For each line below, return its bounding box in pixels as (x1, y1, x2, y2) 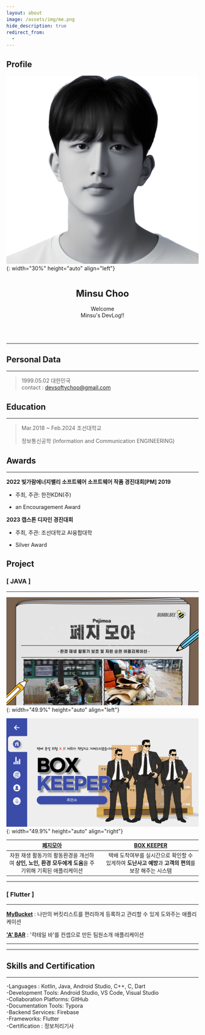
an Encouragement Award (15, 503, 81, 511)
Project (6, 559, 35, 569)
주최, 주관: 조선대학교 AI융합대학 (15, 529, 93, 536)
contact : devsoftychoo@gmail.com (21, 384, 111, 391)
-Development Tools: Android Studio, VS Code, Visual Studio (6, 989, 159, 997)
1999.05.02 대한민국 (21, 377, 71, 384)
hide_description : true (6, 23, 67, 29)
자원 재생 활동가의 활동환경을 (9, 852, 78, 859)
